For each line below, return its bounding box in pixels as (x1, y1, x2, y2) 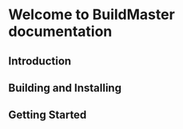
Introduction (8, 54, 72, 68)
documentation (8, 22, 113, 41)
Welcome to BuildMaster (8, 6, 176, 24)
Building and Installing (8, 81, 122, 95)
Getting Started (8, 108, 87, 122)
